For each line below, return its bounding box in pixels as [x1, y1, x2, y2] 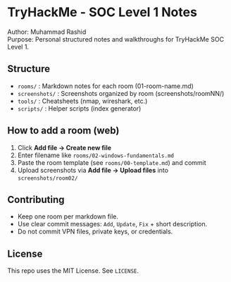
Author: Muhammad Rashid [7, 27, 87, 36]
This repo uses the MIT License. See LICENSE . [7, 266, 139, 275]
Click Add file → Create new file [17, 143, 111, 152]
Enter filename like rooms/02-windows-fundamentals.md [17, 151, 175, 159]
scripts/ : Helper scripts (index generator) [17, 104, 142, 113]
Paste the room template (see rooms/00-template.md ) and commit [17, 158, 206, 166]
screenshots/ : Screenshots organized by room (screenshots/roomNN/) [17, 89, 225, 97]
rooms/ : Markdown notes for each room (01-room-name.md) [17, 82, 194, 90]
